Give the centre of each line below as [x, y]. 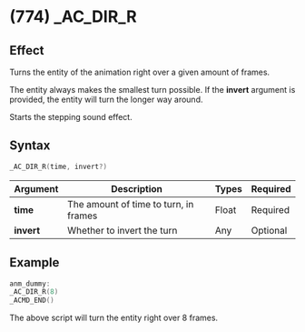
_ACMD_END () [32, 301]
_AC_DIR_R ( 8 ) [34, 292]
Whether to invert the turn [123, 230]
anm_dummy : [30, 284]
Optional [269, 230]
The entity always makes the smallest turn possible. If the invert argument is [152, 90]
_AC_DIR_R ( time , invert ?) [58, 166]
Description [137, 188]
